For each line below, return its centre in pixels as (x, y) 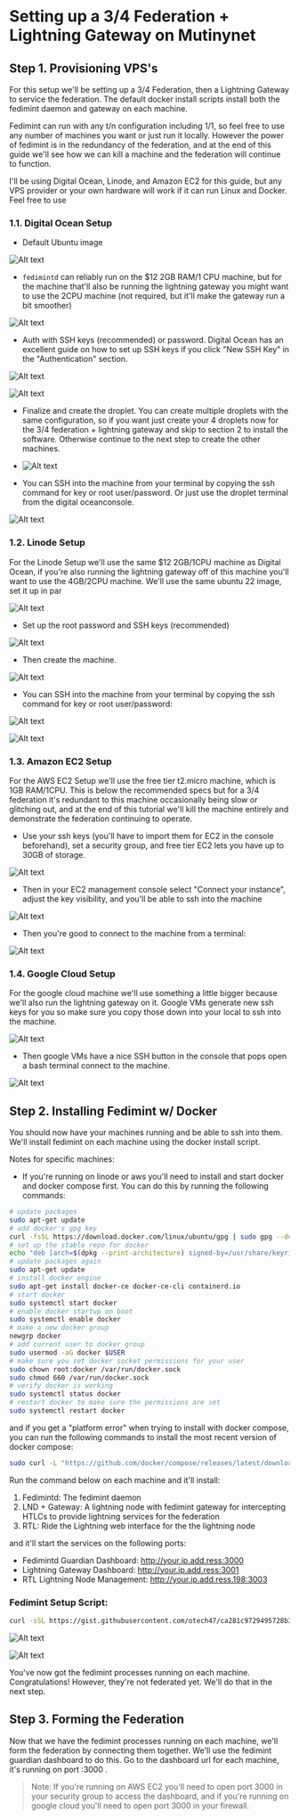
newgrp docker (36, 1336)
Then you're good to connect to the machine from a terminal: (134, 933)
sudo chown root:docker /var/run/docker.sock (95, 1369)
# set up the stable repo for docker (79, 1245)
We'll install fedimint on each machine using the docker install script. (135, 1142)
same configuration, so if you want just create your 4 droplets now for (150, 420)
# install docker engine (55, 1278)
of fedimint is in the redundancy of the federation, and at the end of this (140, 145)
